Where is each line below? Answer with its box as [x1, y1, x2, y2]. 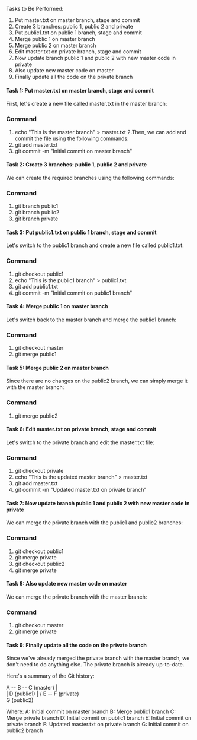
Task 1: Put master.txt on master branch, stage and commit [6, 87, 154, 94]
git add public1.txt [14, 283, 58, 290]
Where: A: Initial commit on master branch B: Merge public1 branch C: [6, 708, 176, 715]
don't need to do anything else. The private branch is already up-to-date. [6, 661, 185, 668]
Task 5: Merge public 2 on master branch [6, 364, 109, 371]
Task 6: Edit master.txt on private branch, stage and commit [6, 426, 157, 433]
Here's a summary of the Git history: [6, 672, 95, 679]
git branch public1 [14, 203, 58, 210]
